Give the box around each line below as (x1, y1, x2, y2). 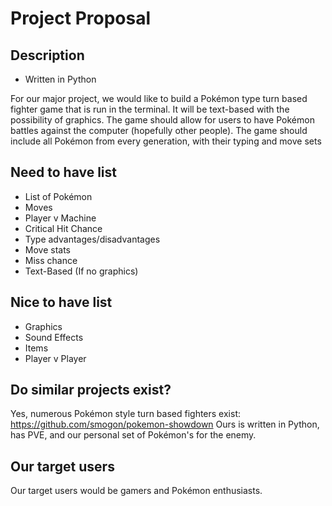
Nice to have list (10, 294, 113, 311)
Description (10, 47, 85, 64)
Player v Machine (24, 212, 97, 224)
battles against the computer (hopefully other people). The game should (10, 125, 308, 136)
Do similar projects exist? (10, 382, 172, 399)
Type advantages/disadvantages (24, 233, 161, 245)
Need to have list (10, 164, 118, 181)
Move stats (24, 243, 71, 256)
